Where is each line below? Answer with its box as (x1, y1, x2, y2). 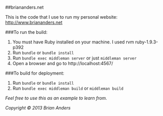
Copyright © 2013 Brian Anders (5, 105, 71, 110)
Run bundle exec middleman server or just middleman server (12, 55, 137, 61)
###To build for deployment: (5, 70, 64, 76)
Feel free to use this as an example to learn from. (5, 95, 107, 101)
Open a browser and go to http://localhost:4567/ (12, 61, 113, 66)
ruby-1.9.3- (135, 39, 158, 45)
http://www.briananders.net (5, 20, 63, 25)
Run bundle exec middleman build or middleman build (12, 85, 124, 91)
